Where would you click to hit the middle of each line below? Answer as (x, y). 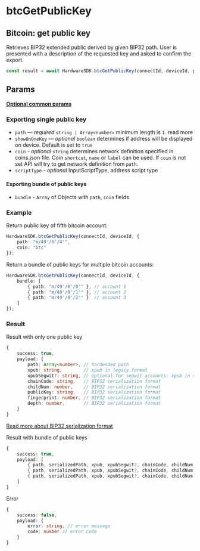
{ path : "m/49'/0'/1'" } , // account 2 (77, 292)
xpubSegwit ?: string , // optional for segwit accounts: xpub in (109, 376)
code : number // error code (62, 532)
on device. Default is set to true (54, 145)
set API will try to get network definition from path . (76, 164)
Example (19, 213)
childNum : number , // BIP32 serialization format (94, 387)
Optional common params (39, 104)
